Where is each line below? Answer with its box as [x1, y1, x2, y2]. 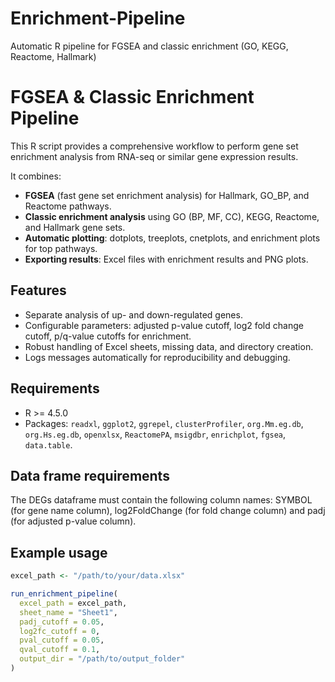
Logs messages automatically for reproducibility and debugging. [24, 351, 291, 363]
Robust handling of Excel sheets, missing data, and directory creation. [24, 340, 314, 352]
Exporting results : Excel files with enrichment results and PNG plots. [24, 253, 309, 265]
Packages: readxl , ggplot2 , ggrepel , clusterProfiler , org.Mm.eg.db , [24, 417, 304, 429]
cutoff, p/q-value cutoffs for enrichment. [24, 330, 192, 342]
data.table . [24, 438, 73, 451]
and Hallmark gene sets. [24, 221, 126, 233]
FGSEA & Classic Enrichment [10, 86, 255, 109]
